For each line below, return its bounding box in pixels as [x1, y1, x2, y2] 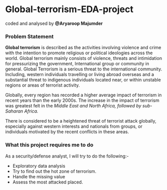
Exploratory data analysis [12, 163, 66, 169]
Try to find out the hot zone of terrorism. [12, 168, 97, 174]
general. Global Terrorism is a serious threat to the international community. [5, 66, 162, 72]
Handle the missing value [12, 173, 66, 179]
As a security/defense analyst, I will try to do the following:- [5, 153, 129, 159]
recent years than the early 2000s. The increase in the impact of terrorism [5, 97, 160, 103]
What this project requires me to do [5, 141, 94, 148]
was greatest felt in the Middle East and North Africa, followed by [5, 103, 142, 109]
